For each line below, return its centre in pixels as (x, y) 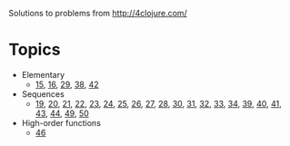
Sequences (43, 93)
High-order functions (61, 122)
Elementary (43, 74)
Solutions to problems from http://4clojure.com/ (98, 13)
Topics (35, 50)
